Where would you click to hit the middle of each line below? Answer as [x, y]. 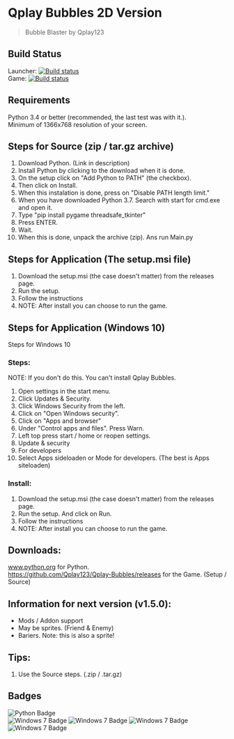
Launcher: [23, 70]
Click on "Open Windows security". [68, 414]
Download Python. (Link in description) [74, 163]
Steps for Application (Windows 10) [87, 328]
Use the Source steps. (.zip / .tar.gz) [70, 674]
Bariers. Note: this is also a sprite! [66, 636]
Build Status [35, 54]
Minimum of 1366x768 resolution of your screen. [78, 124]
